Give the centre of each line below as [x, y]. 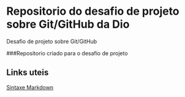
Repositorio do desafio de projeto [93, 11]
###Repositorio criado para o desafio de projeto [67, 53]
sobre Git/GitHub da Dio [68, 24]
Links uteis [28, 73]
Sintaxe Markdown [30, 87]
